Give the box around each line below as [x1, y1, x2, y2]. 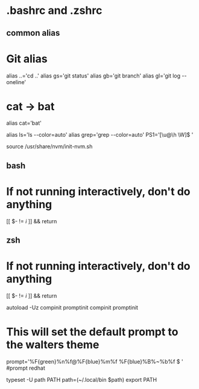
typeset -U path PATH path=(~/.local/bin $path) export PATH [6, 376, 157, 384]
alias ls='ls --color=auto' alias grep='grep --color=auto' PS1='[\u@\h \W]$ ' [6, 131, 194, 139]
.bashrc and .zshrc [6, 4, 103, 18]
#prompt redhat [6, 364, 45, 372]
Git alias [6, 52, 48, 65]
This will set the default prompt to [6, 325, 178, 339]
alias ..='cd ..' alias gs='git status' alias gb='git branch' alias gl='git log [6, 72, 181, 79]
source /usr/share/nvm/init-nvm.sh [6, 143, 93, 150]
